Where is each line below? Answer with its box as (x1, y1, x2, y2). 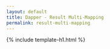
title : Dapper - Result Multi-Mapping (6, 14, 104, 20)
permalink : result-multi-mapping (6, 20, 91, 26)
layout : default (6, 8, 47, 15)
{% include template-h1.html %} (6, 36, 86, 44)
